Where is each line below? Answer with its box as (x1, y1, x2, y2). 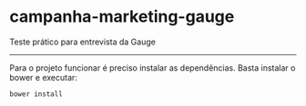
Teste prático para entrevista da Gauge (9, 36, 157, 47)
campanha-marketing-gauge (9, 6, 235, 27)
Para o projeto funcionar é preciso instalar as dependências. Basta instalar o (9, 62, 296, 73)
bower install (9, 89, 64, 99)
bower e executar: (9, 72, 77, 82)
